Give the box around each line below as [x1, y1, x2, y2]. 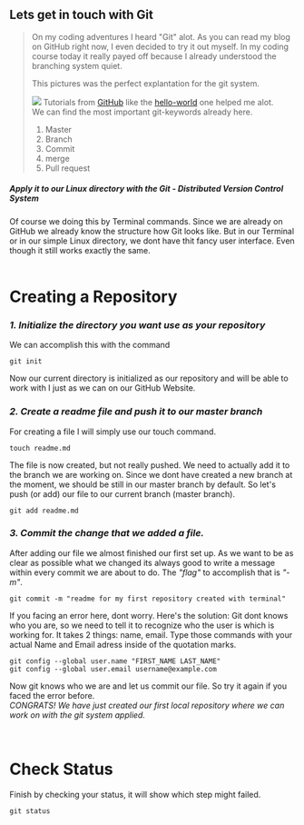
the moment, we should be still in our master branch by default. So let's [9, 479, 277, 490]
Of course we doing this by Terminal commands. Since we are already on [9, 215, 283, 226]
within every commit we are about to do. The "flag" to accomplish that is [9, 567, 281, 578]
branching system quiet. [31, 60, 123, 71]
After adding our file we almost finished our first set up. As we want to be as [9, 547, 294, 558]
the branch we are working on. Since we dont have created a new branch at [9, 469, 293, 480]
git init [9, 357, 43, 366]
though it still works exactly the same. [9, 244, 152, 255]
